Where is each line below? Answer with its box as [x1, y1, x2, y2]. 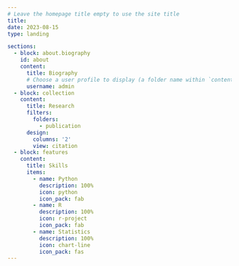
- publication [38, 122, 81, 129]
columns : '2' [33, 136, 72, 143]
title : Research [26, 102, 75, 110]
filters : [26, 110, 53, 117]
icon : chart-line [38, 241, 91, 249]
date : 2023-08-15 [7, 23, 59, 31]
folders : [33, 116, 59, 123]
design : [26, 129, 50, 136]
